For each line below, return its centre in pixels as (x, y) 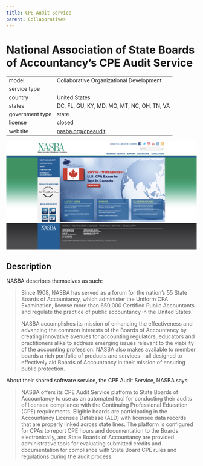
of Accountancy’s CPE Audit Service (100, 63)
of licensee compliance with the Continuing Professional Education (104, 405)
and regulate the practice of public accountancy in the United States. (107, 312)
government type (30, 114)
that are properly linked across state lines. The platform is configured (107, 424)
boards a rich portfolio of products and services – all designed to (101, 356)
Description (29, 267)
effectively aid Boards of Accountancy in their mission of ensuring (103, 363)
